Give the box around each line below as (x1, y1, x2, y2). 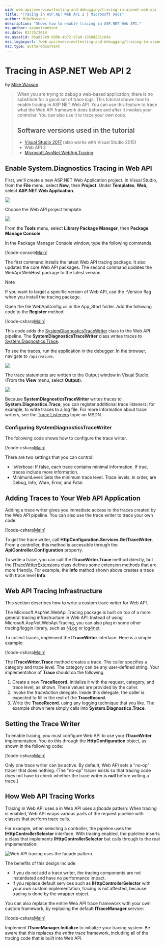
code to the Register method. (5, 309, 65, 315)
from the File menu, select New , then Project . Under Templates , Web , (5, 182, 148, 188)
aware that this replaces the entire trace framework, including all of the (5, 930, 149, 936)
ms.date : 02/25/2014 (5, 30, 48, 35)
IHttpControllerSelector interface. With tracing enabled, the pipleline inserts (5, 831, 160, 837)
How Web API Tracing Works (5, 792, 95, 800)
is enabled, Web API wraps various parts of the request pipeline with (5, 810, 144, 816)
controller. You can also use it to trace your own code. (17, 112, 127, 118)
